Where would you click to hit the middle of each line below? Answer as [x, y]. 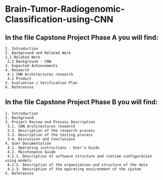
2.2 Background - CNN [29, 62]
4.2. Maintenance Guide [31, 152]
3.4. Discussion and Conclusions [41, 139]
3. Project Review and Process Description [50, 122]
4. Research [17, 70]
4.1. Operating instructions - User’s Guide [53, 148]
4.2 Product [19, 79]
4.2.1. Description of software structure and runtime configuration [80, 156]
